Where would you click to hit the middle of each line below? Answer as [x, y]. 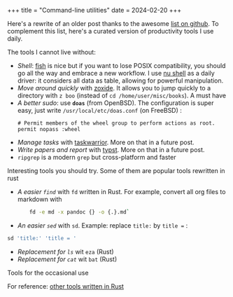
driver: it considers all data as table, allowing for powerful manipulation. [120, 81]
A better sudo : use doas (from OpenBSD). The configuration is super [115, 103]
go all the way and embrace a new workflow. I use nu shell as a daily [116, 73]
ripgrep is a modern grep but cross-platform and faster [97, 157]
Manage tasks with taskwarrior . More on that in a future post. [106, 142]
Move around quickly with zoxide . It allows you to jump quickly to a [114, 88]
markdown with [40, 199]
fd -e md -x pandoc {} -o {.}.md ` [79, 212]
